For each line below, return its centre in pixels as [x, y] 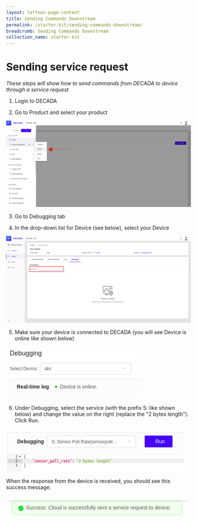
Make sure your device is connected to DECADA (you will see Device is [100, 332]
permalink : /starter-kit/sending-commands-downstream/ [74, 25]
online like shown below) [45, 338]
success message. [29, 487]
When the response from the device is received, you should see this [88, 481]
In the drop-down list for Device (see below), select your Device [92, 228]
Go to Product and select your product [61, 112]
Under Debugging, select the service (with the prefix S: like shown [95, 408]
